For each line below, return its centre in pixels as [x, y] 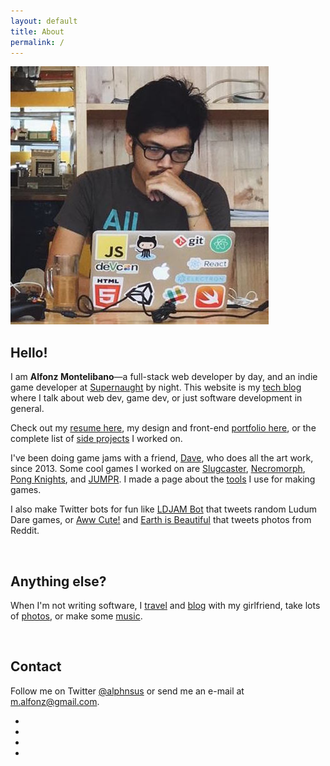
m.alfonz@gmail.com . [55, 701]
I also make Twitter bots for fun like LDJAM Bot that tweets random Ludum [163, 509]
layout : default [44, 21]
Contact [36, 666]
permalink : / [37, 42]
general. [27, 409]
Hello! [29, 352]
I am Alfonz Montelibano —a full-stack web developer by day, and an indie [164, 377]
